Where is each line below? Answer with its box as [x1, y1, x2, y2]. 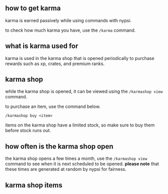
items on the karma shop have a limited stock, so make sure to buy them [5, 122, 155, 128]
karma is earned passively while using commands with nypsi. [5, 17, 132, 23]
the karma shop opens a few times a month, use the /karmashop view [5, 156, 147, 162]
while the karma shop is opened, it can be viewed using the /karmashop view [5, 88, 163, 95]
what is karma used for [5, 42, 79, 50]
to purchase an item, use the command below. [5, 103, 101, 110]
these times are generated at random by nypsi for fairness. [5, 166, 127, 172]
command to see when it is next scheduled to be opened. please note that [5, 161, 159, 167]
